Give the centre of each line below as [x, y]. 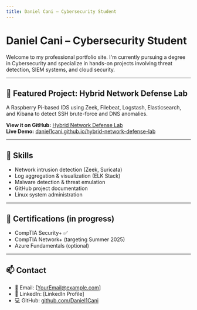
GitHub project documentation [51, 188]
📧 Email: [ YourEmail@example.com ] [58, 287]
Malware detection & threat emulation [60, 182]
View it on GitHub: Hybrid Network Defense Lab [64, 125]
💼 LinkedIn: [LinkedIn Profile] [49, 294]
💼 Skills [20, 156]
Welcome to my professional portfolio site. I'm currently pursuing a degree [96, 57]
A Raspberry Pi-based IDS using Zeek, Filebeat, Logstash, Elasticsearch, [94, 108]
